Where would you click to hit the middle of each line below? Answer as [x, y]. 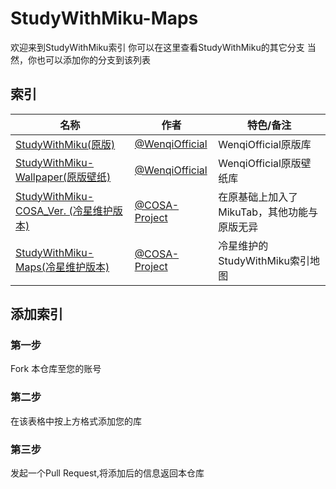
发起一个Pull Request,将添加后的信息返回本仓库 [107, 473]
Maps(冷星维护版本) [62, 267]
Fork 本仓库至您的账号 [56, 369]
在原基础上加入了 [258, 197]
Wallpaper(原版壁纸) [63, 177]
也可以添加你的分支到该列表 [93, 59]
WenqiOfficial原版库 [265, 144]
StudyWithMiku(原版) [65, 144]
